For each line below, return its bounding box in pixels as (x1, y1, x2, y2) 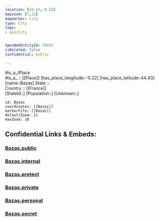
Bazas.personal (5, 197, 43, 204)
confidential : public (5, 52, 49, 57)
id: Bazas (5, 100, 25, 105)
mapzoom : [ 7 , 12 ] (5, 12, 38, 17)
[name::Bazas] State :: (5, 80, 50, 86)
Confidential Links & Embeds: (5, 130, 97, 139)
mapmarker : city (5, 16, 38, 21)
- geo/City (5, 30, 27, 35)
